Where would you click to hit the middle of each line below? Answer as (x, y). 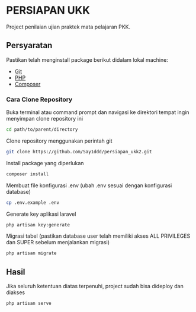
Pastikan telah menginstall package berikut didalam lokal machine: (87, 59)
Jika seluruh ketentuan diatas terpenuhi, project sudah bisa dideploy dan (95, 286)
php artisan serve (29, 304)
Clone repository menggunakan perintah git (59, 141)
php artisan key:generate (38, 225)
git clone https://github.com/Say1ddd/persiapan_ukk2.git (79, 152)
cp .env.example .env (33, 203)
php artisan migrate (32, 253)
